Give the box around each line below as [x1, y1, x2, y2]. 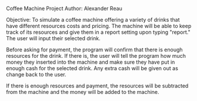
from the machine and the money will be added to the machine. [6, 89, 160, 95]
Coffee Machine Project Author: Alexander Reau [6, 5, 122, 12]
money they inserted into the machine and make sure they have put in [6, 58, 175, 65]
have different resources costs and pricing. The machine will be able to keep [6, 23, 192, 29]
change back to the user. [6, 71, 66, 78]
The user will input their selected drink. [6, 35, 101, 41]
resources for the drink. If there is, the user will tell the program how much [6, 53, 186, 59]
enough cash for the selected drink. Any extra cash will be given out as [6, 65, 178, 72]
